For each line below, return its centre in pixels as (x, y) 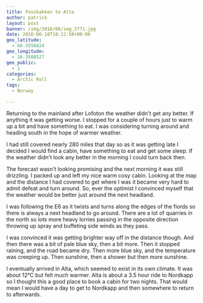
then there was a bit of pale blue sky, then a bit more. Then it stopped (93, 244)
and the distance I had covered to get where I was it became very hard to (98, 182)
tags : (13, 85)
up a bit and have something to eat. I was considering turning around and (98, 126)
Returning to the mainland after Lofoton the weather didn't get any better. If (100, 113)
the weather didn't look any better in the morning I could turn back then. (96, 157)
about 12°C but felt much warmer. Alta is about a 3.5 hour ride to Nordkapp (100, 275)
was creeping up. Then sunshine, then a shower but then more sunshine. (97, 257)
